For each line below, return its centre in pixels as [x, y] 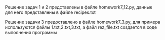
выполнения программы [31, 32]
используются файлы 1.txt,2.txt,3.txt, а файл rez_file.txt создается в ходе [81, 27]
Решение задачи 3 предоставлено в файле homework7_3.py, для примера [83, 22]
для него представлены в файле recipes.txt [50, 12]
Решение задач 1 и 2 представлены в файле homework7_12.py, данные [79, 7]
